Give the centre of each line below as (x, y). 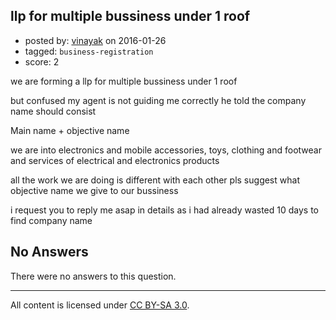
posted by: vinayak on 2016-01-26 (95, 40)
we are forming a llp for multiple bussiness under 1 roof (124, 81)
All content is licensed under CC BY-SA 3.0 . (100, 305)
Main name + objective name (70, 130)
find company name (51, 220)
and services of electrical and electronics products (115, 160)
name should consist (53, 111)
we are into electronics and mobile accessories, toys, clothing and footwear (166, 150)
